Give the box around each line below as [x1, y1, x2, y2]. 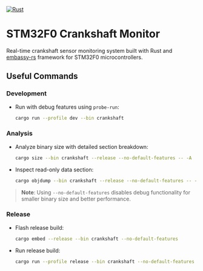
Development [6, 89, 47, 98]
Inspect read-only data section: [15, 166, 94, 173]
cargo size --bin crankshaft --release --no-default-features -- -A [15, 155, 192, 161]
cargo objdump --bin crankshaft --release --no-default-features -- [15, 177, 192, 184]
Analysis [6, 129, 33, 138]
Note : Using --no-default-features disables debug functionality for [21, 188, 191, 196]
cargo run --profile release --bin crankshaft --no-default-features [15, 258, 195, 264]
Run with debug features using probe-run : [15, 103, 119, 111]
